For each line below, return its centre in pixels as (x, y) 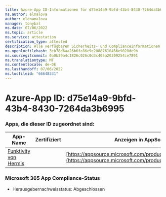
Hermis (16, 164)
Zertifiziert (48, 140)
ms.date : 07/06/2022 (26, 28)
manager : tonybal (23, 23)
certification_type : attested (36, 42)
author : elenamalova (26, 19)
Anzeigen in (129, 140)
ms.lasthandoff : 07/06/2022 (34, 69)
